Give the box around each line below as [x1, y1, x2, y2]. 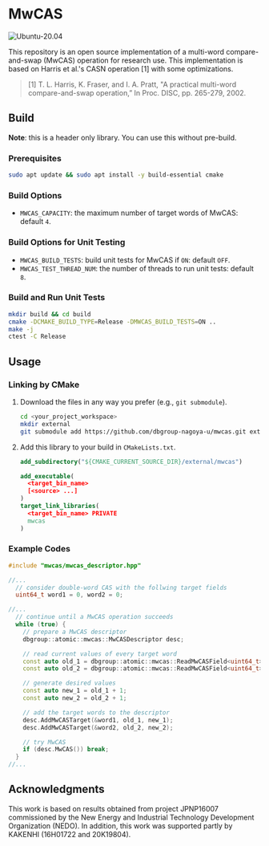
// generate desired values [22, 679, 116, 687]
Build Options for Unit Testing [8, 237, 126, 248]
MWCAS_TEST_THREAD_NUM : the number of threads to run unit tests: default [19, 263, 255, 273]
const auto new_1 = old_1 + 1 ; [22, 687, 127, 695]
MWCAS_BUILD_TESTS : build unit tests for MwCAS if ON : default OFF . [19, 254, 231, 265]
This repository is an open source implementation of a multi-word [8, 47, 225, 56]
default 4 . [19, 217, 51, 226]
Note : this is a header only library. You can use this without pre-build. [8, 132, 238, 142]
